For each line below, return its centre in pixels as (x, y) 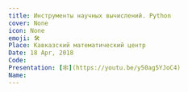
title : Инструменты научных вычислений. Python (90, 16)
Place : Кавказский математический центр (77, 46)
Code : (17, 61)
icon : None (27, 30)
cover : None (28, 23)
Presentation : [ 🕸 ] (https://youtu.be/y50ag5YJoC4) (95, 68)
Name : (17, 75)
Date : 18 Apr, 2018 (41, 53)
